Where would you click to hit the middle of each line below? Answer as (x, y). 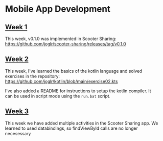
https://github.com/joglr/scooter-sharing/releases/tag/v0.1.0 (66, 44)
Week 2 (17, 59)
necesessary (18, 133)
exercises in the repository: (33, 76)
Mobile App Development (58, 9)
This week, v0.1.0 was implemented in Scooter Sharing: (61, 39)
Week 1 (16, 27)
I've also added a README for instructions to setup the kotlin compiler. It (78, 91)
